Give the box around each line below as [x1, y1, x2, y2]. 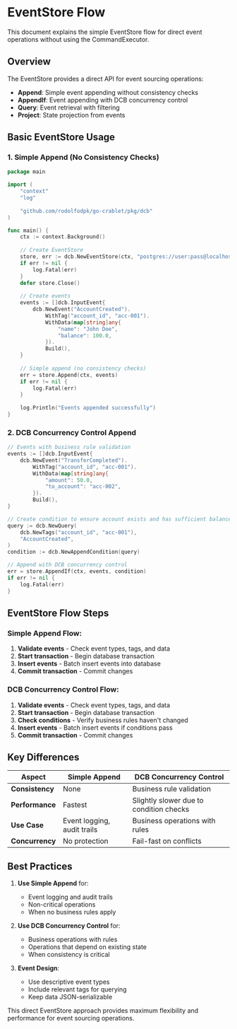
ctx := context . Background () [20, 233, 106, 240]
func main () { [7, 227, 49, 234]
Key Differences [7, 751, 80, 763]
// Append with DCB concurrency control [7, 562, 128, 569]
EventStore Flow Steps [7, 607, 109, 619]
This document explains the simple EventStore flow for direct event [7, 28, 202, 36]
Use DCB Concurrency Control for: [17, 922, 121, 930]
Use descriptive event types [28, 977, 110, 987]
